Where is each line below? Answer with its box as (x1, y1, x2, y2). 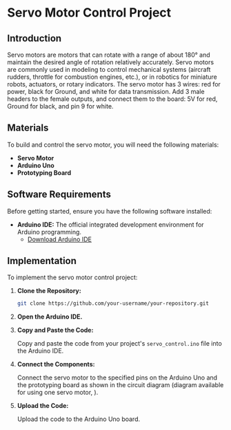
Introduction (7, 32, 62, 44)
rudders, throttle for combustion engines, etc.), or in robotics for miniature (7, 73, 217, 81)
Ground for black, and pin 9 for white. (7, 102, 114, 110)
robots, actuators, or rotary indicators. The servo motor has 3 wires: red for (7, 80, 221, 88)
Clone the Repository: (17, 287, 81, 295)
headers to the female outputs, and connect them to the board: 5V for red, (7, 95, 218, 103)
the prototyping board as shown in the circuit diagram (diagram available (17, 381, 224, 389)
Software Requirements (7, 189, 112, 200)
